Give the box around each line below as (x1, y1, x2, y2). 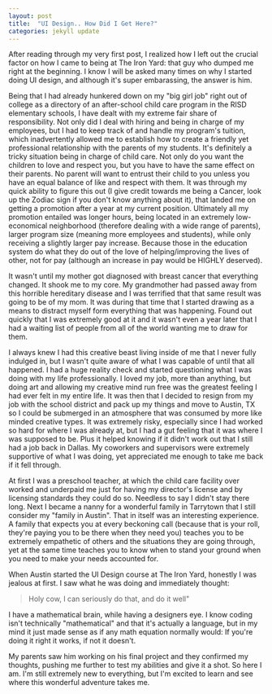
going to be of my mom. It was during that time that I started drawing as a (8, 297, 254, 307)
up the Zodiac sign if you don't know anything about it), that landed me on (8, 195, 257, 204)
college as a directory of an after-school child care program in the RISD (8, 99, 248, 110)
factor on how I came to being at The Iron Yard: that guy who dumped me (8, 58, 254, 68)
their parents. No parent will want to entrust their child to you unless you (8, 169, 250, 179)
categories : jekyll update (8, 27, 100, 35)
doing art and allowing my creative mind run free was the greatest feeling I (8, 382, 257, 392)
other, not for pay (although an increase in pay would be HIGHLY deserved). (8, 256, 263, 266)
